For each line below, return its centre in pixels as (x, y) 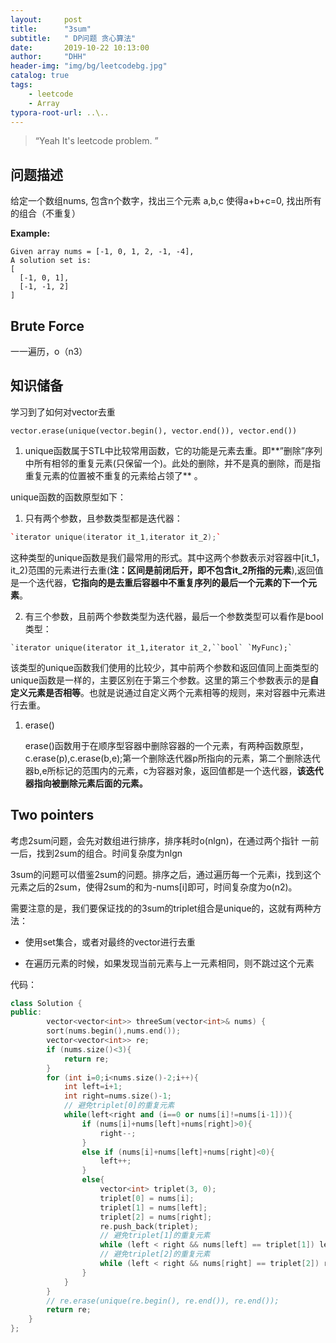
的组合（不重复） (45, 213)
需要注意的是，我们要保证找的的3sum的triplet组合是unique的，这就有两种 (161, 908)
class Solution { (46, 1003)
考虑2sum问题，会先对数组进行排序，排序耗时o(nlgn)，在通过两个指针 (155, 840)
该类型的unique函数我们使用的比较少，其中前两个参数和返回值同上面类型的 (164, 667)
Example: (30, 233)
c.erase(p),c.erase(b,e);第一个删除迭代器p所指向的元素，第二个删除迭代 (172, 758)
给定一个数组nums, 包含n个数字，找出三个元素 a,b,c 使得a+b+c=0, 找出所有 (166, 201)
